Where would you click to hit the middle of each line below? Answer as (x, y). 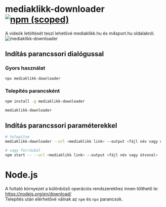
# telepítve (17, 137)
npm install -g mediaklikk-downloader (45, 101)
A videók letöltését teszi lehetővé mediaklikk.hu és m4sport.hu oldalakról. (80, 33)
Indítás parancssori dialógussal (55, 54)
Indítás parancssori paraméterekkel (61, 125)
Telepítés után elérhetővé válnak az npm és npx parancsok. (64, 199)
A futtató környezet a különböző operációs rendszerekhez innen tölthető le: (82, 188)
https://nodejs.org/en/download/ (38, 194)
